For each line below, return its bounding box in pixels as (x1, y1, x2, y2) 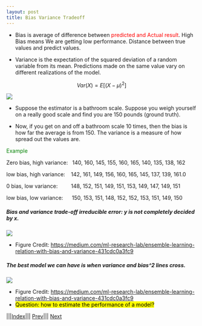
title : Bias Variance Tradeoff (6, 15, 85, 21)
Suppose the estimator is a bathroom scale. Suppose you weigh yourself (15, 104, 197, 112)
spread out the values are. (15, 136, 80, 143)
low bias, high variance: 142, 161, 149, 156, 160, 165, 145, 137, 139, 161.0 (6, 171, 186, 178)
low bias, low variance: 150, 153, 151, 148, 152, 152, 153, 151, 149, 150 (6, 195, 183, 202)
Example (6, 147, 28, 155)
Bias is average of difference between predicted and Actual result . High (15, 31, 194, 38)
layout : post (6, 8, 39, 15)
